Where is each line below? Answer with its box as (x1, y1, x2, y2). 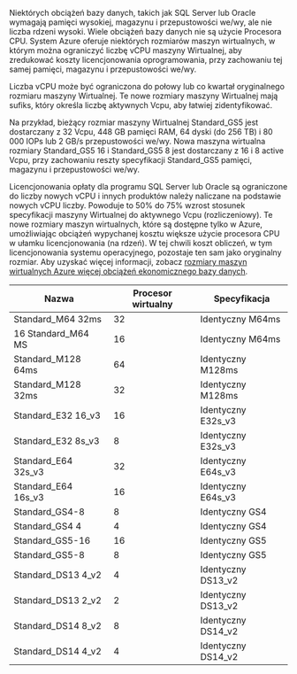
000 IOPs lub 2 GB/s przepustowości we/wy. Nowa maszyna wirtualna (9, 136, 266, 146)
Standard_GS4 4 (13, 520, 82, 532)
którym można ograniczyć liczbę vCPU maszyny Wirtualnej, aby (9, 45, 243, 56)
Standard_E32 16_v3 (13, 409, 101, 422)
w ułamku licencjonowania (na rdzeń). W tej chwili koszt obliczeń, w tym (9, 238, 272, 248)
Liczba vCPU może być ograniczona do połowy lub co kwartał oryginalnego (9, 81, 286, 91)
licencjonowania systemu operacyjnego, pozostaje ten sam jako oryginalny (9, 247, 282, 258)
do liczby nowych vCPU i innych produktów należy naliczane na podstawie (9, 190, 281, 201)
